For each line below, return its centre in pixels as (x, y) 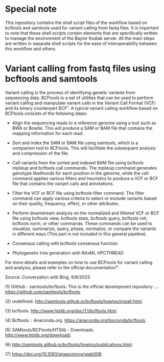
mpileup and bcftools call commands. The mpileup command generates (84, 168)
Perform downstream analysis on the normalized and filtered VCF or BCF (86, 213)
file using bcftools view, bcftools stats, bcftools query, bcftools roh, (80, 218)
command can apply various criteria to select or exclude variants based (84, 198)
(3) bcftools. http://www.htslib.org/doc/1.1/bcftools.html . (61, 310)
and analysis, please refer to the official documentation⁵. (62, 267)
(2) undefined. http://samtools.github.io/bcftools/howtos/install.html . (74, 301)
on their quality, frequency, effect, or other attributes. (66, 203)
